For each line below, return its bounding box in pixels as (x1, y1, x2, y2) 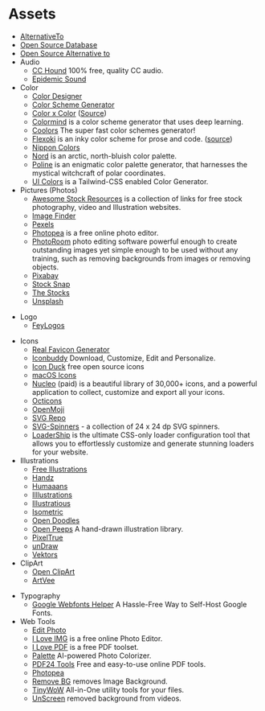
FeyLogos (31, 320, 65, 330)
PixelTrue (31, 532, 63, 542)
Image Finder (31, 211, 76, 220)
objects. (31, 262, 59, 272)
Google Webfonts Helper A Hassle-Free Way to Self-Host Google (31, 599, 247, 609)
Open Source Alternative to (19, 48, 111, 58)
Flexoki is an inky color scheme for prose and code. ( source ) (31, 134, 233, 143)
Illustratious (31, 498, 71, 508)
